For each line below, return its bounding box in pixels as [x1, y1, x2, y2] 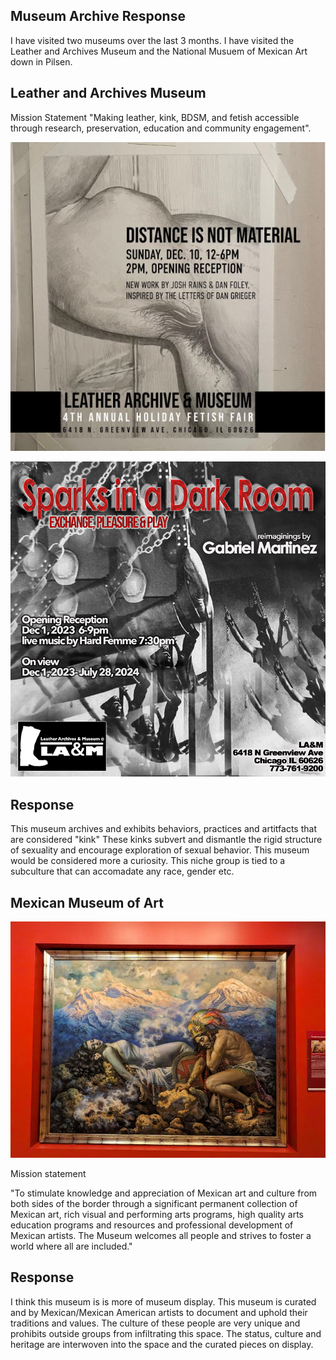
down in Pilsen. [10, 55, 73, 68]
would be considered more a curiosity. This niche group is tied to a [10, 855, 286, 867]
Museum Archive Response [10, 8, 186, 25]
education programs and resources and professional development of [10, 1219, 294, 1231]
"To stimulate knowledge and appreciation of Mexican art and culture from [10, 1187, 318, 1199]
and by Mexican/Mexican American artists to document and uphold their [10, 1306, 308, 1318]
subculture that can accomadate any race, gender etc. [10, 865, 235, 878]
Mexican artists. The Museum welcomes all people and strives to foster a [10, 1230, 312, 1242]
